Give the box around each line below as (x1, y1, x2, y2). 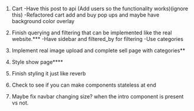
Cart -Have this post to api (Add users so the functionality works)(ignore (11, 5, 188, 12)
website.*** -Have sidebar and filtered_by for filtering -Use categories (11, 36, 183, 42)
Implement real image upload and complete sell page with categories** (11, 47, 186, 54)
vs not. (11, 99, 29, 106)
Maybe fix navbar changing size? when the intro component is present (11, 93, 184, 100)
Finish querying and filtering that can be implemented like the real (11, 29, 172, 36)
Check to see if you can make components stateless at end (11, 81, 157, 88)
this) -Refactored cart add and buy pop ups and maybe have (11, 11, 160, 18)
